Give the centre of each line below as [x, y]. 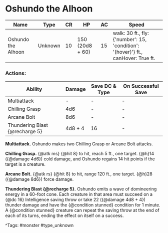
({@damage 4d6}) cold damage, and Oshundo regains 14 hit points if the [80, 159]
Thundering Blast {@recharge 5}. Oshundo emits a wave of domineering [81, 189]
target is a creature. [25, 164]
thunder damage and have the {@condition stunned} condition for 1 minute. [83, 205]
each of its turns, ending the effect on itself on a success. [64, 215]
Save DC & [103, 86]
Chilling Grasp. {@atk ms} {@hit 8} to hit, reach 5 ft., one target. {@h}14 [79, 154]
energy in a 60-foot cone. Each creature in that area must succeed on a [79, 194]
